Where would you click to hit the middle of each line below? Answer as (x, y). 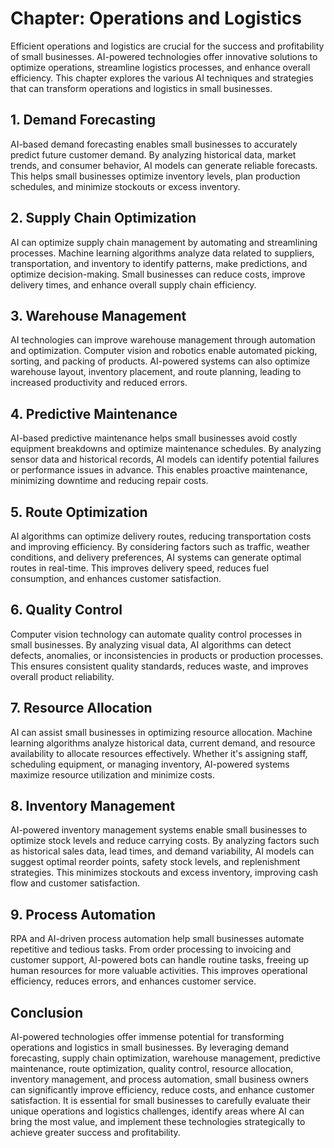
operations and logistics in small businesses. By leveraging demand (150, 1048)
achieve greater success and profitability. (95, 1133)
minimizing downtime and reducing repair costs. (109, 481)
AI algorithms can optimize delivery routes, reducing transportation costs (161, 536)
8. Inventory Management (93, 806)
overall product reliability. (62, 676)
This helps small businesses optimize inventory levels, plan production (155, 176)
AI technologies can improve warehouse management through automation (163, 340)
